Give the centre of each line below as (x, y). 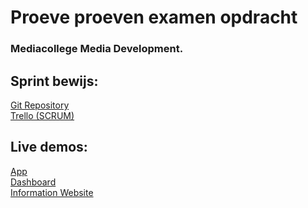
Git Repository (40, 105)
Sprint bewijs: (54, 81)
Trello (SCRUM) (42, 115)
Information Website (52, 192)
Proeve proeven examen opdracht (154, 17)
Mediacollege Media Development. (97, 49)
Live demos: (49, 147)
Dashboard (33, 182)
